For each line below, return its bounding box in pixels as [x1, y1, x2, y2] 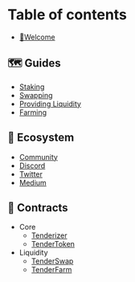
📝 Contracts [7, 201, 69, 215]
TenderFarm [31, 265, 72, 275]
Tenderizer [31, 231, 67, 240]
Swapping [18, 90, 53, 100]
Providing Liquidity [18, 99, 82, 108]
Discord [18, 161, 46, 170]
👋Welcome [18, 32, 55, 42]
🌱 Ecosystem [7, 131, 75, 145]
